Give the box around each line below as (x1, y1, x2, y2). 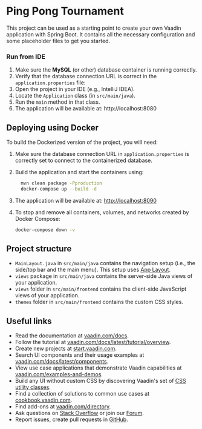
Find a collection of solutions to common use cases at (15, 390, 150, 397)
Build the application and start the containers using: (15, 169, 144, 176)
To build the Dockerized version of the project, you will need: (6, 138, 158, 146)
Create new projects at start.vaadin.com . (15, 345, 117, 353)
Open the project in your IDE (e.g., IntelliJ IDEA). (15, 86, 135, 93)
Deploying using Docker (6, 123, 99, 133)
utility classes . (15, 383, 51, 391)
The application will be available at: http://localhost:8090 (15, 197, 157, 204)
